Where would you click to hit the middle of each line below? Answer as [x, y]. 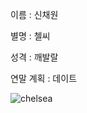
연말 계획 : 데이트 [44, 78]
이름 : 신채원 [34, 14]
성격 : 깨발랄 [34, 57]
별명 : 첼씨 [30, 36]
